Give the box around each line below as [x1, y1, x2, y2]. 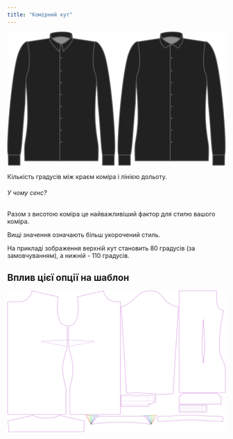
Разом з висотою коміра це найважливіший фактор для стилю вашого [7, 210, 216, 218]
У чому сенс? [7, 188, 47, 197]
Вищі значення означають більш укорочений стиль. [7, 231, 161, 239]
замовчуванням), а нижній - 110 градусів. [7, 252, 130, 260]
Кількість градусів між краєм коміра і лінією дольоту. [7, 173, 168, 181]
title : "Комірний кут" [7, 11, 73, 18]
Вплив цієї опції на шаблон [7, 271, 130, 284]
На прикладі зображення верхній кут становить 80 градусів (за [7, 244, 196, 252]
